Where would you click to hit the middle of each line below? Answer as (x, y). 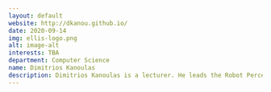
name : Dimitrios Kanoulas (52, 68)
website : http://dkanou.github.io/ (68, 23)
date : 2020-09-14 (38, 30)
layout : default (35, 16)
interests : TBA (34, 53)
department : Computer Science (59, 61)
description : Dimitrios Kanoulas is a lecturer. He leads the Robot (126, 75)
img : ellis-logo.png (43, 38)
